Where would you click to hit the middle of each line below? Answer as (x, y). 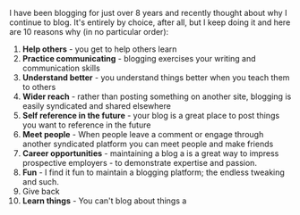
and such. (41, 182)
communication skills (61, 68)
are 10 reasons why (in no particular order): (89, 32)
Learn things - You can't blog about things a (104, 201)
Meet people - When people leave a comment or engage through (143, 134)
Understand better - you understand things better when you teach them (156, 78)
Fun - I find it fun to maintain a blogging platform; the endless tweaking (153, 172)
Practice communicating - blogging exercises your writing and (139, 58)
